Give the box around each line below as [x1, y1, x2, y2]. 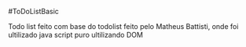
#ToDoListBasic [8, 7, 59, 16]
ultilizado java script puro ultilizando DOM [8, 31, 144, 39]
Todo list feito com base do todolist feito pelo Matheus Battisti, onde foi [8, 22, 239, 31]
